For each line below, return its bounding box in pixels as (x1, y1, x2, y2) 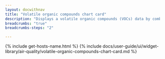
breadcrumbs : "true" (5, 21, 48, 26)
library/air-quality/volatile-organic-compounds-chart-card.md (5, 49, 130, 55)
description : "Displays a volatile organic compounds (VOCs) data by (5, 16, 151, 21)
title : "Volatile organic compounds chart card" (5, 12, 107, 17)
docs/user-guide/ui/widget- (102, 43, 159, 49)
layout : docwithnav (5, 7, 45, 12)
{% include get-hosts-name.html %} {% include (5, 43, 102, 49)
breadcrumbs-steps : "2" (5, 26, 54, 30)
